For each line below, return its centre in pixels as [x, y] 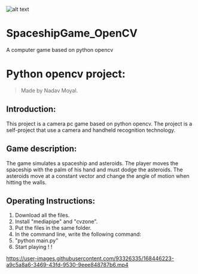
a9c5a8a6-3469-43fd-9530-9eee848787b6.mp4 [67, 265]
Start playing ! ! [33, 247]
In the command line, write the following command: [78, 234]
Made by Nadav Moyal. [49, 90]
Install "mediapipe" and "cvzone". [56, 221]
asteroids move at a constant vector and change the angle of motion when [98, 176]
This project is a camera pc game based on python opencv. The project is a [99, 124]
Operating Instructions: [51, 201]
